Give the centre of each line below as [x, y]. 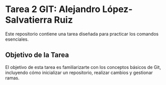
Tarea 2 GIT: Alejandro [53, 9]
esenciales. [17, 39]
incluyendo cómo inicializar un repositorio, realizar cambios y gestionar [79, 72]
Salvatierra [29, 20]
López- [117, 9]
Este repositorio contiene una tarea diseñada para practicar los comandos [82, 34]
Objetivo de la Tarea [37, 55]
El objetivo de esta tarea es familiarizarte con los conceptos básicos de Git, [83, 67]
